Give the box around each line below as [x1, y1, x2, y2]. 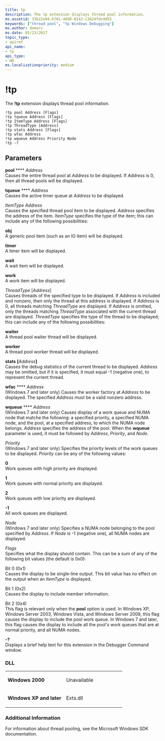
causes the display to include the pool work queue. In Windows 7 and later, [5, 616, 159, 622]
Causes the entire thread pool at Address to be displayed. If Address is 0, [5, 172, 155, 178]
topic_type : [5, 35, 30, 40]
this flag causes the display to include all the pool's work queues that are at [5, 621, 160, 627]
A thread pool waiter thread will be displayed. [5, 334, 98, 340]
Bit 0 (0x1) [5, 565, 26, 571]
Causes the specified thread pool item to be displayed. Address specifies [5, 207, 155, 214]
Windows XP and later [7, 695, 61, 702]
